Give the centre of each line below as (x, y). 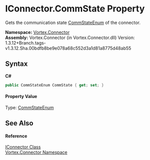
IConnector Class (23, 147)
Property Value (21, 96)
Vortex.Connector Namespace (36, 152)
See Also (19, 123)
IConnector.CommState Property (75, 9)
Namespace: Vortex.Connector (37, 32)
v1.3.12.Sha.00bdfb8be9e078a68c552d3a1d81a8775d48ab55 (68, 48)
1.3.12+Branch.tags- (25, 42)
